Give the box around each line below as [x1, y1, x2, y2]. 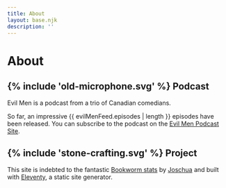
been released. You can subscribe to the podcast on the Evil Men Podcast [7, 119, 219, 128]
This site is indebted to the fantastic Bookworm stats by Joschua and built [7, 166, 219, 174]
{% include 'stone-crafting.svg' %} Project [7, 147, 197, 159]
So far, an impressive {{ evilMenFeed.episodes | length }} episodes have [7, 112, 214, 121]
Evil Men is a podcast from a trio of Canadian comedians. [7, 99, 172, 108]
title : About [7, 10, 45, 17]
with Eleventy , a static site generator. [7, 173, 113, 181]
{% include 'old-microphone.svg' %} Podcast [7, 80, 210, 92]
